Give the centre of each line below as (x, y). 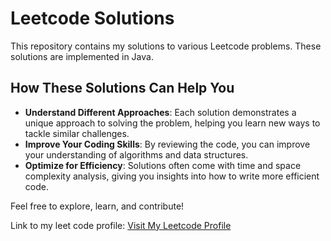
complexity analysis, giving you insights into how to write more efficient (172, 176)
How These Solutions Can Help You (122, 88)
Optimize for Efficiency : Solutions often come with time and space (163, 165)
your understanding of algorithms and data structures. (136, 154)
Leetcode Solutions (92, 18)
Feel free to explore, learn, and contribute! (97, 206)
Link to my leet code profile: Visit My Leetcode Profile (121, 225)
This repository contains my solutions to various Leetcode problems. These (166, 46)
